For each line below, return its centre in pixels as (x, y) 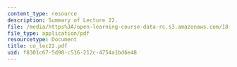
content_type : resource (42, 14)
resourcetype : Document (42, 40)
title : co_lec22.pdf (38, 46)
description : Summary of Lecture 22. (63, 20)
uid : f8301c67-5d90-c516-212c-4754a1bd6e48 (72, 53)
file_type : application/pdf (49, 33)
